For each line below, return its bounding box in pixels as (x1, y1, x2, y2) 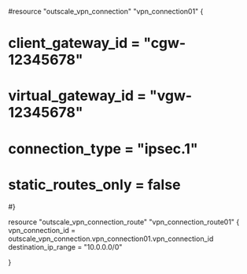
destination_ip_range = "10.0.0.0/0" (8, 242, 123, 251)
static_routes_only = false (8, 176, 181, 194)
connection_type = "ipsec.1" (8, 139, 198, 157)
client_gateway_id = (8, 35, 141, 52)
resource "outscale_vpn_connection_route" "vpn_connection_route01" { (8, 217, 240, 227)
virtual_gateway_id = (8, 87, 147, 105)
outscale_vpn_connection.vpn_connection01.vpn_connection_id (8, 234, 214, 243)
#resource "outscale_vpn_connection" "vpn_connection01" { (8, 7, 204, 16)
